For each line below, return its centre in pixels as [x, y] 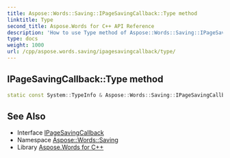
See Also [26, 116]
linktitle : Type [30, 20]
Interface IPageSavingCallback [61, 133]
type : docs [23, 39]
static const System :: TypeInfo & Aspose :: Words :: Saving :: [91, 95]
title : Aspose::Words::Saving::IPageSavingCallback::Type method [102, 13]
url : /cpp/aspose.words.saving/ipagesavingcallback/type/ [91, 52]
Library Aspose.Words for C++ [60, 147]
